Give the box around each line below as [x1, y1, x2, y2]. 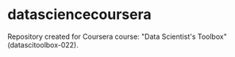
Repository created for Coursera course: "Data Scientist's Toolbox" [7, 32, 227, 41]
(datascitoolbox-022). [7, 40, 79, 49]
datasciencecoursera [7, 6, 152, 24]
